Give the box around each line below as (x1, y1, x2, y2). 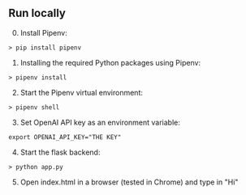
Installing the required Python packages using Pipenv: (19, 57, 201, 67)
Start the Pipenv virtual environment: (19, 87, 144, 97)
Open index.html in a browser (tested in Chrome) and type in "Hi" (19, 177, 239, 187)
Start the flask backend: (19, 147, 101, 157)
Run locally (8, 6, 67, 20)
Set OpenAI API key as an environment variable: (19, 117, 181, 127)
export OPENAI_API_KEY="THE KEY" (8, 133, 122, 141)
